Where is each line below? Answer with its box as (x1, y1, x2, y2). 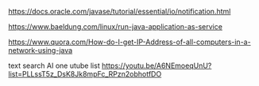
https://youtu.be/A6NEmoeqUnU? (102, 61, 212, 70)
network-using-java (8, 46, 73, 54)
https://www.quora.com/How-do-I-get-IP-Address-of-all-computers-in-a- (8, 37, 252, 47)
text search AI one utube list (8, 61, 101, 70)
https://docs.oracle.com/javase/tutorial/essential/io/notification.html (8, 7, 231, 16)
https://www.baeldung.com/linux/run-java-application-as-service (8, 22, 222, 31)
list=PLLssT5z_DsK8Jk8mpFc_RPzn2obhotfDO (8, 69, 162, 78)
